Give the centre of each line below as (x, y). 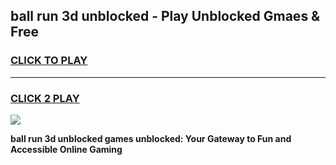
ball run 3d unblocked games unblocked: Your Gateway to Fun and (151, 138)
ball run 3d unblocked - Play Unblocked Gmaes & (165, 16)
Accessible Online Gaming (66, 149)
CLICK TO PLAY (49, 61)
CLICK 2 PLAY (45, 98)
